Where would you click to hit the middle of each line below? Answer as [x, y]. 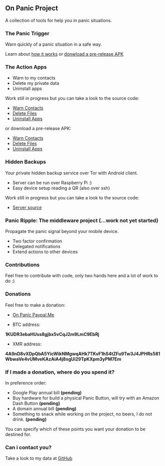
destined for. [18, 434]
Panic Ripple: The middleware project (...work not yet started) [82, 220]
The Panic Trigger [27, 33]
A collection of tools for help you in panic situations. [59, 20]
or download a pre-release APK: [38, 129]
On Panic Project [32, 8]
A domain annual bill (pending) [44, 408]
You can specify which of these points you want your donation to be [75, 429]
